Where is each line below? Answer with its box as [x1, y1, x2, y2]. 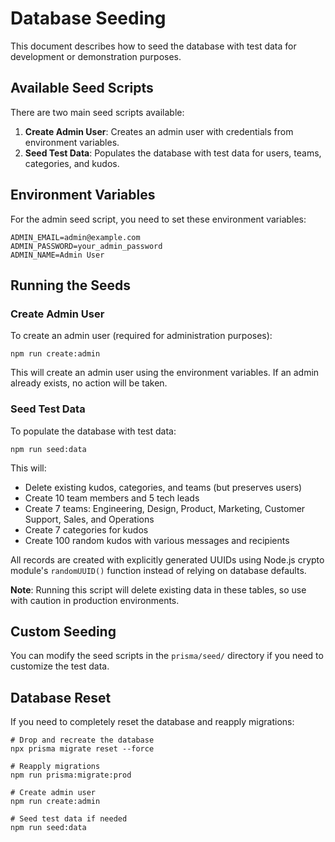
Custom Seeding [10, 623, 117, 640]
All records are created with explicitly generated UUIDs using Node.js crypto [10, 553, 325, 566]
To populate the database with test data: [10, 425, 177, 437]
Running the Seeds [10, 277, 132, 294]
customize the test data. [10, 660, 110, 672]
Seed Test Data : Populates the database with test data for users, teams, [24, 147, 322, 159]
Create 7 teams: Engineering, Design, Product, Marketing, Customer [24, 502, 306, 514]
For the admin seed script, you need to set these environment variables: [10, 213, 307, 225]
